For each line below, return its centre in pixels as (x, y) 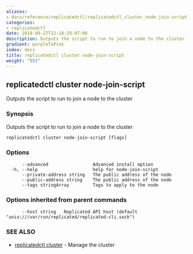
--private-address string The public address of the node (97, 175)
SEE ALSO (21, 232)
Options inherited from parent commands (67, 199)
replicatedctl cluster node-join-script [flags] (67, 138)
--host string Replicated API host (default (79, 212)
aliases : (17, 11)
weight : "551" (23, 61)
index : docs (21, 50)
